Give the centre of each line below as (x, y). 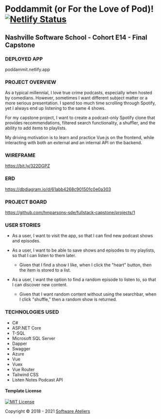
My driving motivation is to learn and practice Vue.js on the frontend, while (80, 138)
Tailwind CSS (25, 375)
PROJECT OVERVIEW (31, 82)
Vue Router (23, 369)
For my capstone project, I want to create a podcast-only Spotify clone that (80, 118)
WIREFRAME (20, 156)
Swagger (21, 349)
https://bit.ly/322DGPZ (27, 166)
